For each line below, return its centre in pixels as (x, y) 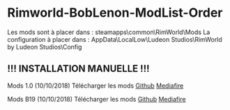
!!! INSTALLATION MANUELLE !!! (78, 69)
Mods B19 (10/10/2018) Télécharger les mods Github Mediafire (97, 99)
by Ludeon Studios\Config (45, 47)
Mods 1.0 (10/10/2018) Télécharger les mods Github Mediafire (95, 86)
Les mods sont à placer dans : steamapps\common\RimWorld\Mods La (109, 32)
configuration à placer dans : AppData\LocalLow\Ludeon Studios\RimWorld (115, 39)
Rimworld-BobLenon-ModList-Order (115, 13)
